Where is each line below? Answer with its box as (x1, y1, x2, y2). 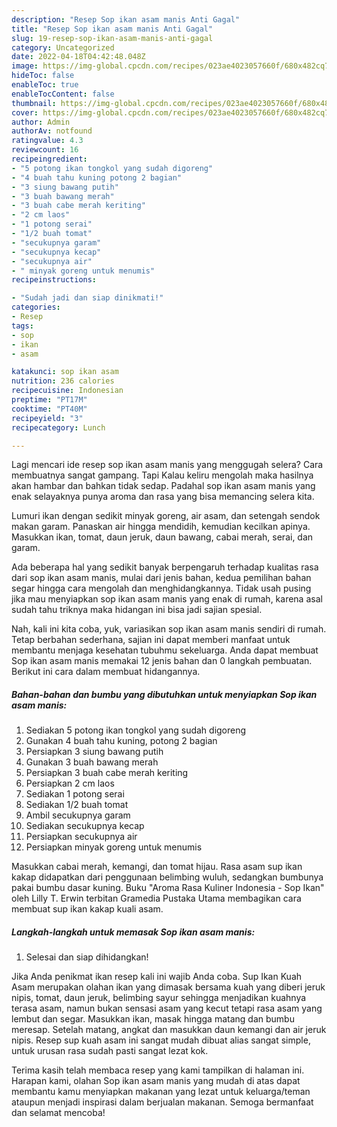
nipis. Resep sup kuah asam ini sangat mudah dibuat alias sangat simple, (11, 1034, 311, 1046)
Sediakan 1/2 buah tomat (25, 799, 129, 811)
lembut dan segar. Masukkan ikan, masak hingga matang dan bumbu (11, 1013, 295, 1025)
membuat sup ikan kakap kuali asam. (11, 903, 164, 915)
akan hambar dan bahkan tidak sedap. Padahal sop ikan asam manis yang (11, 480, 316, 492)
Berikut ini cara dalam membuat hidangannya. (11, 666, 201, 678)
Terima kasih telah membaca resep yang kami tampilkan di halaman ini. (11, 1064, 305, 1076)
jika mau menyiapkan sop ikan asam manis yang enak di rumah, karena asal (11, 593, 323, 605)
